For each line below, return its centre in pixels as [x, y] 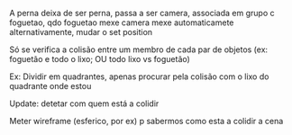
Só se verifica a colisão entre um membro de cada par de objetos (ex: [139, 49]
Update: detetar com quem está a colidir [84, 103]
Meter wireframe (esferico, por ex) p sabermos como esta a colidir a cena [146, 121]
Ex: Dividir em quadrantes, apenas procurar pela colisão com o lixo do [139, 76]
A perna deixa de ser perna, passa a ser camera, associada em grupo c [142, 13]
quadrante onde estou [50, 86]
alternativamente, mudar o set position [81, 32]
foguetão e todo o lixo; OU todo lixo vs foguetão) [100, 59]
